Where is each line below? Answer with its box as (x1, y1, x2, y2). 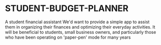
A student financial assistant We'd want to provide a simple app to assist (5, 19, 150, 25)
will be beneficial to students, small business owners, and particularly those (5, 29, 156, 35)
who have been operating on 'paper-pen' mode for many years (5, 34, 131, 40)
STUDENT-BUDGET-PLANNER (5, 3, 129, 14)
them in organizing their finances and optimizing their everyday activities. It (5, 24, 156, 30)
